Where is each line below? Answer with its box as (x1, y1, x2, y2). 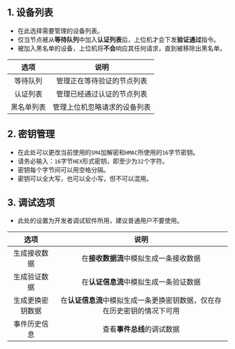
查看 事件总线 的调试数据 (102, 325, 180, 334)
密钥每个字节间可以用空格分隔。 (17, 165, 110, 173)
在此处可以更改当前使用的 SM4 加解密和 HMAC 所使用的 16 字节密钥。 (17, 148, 199, 156)
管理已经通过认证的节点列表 (56, 89, 148, 99)
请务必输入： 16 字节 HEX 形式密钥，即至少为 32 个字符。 (17, 157, 169, 165)
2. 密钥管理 (7, 128, 55, 140)
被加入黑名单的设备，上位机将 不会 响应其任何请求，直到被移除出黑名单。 (17, 44, 226, 52)
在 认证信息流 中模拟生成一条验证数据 (81, 277, 201, 287)
